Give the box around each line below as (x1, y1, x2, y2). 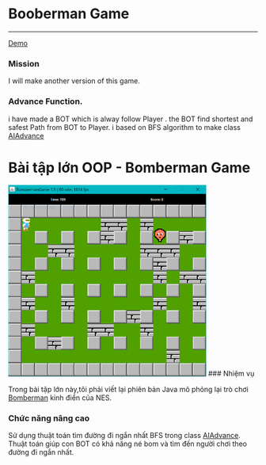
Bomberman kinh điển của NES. (8, 393, 112, 402)
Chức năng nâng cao (8, 413, 90, 424)
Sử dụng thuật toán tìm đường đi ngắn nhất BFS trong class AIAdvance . (8, 430, 241, 440)
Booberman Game (8, 5, 130, 23)
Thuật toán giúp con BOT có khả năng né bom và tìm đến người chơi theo (8, 439, 248, 448)
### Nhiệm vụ (207, 369, 255, 379)
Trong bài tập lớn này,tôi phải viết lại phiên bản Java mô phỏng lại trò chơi (8, 384, 249, 394)
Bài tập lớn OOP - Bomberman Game (8, 158, 251, 177)
